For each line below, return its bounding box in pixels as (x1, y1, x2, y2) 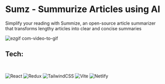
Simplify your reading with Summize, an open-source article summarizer (5, 20, 156, 26)
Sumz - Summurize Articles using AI (5, 4, 160, 15)
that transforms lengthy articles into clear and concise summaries (5, 25, 142, 31)
